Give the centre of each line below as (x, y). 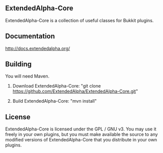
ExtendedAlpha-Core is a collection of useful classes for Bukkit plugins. (79, 20)
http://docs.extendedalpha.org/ (38, 48)
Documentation (30, 36)
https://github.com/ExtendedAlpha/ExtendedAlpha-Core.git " (75, 91)
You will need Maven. (27, 76)
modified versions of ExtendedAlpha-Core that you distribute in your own (81, 140)
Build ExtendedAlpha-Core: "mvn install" (55, 101)
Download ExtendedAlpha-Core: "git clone (57, 86)
